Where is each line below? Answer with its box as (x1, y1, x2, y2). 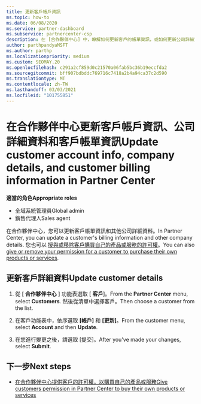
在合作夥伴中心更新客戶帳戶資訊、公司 (6, 120, 196, 134)
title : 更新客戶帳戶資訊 (6, 8, 61, 15)
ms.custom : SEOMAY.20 (6, 59, 60, 65)
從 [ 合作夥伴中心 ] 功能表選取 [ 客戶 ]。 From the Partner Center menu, (14, 290, 188, 297)
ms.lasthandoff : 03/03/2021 (6, 87, 77, 93)
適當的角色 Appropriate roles (6, 194, 78, 201)
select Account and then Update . (14, 323, 98, 330)
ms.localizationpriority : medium (6, 53, 90, 59)
